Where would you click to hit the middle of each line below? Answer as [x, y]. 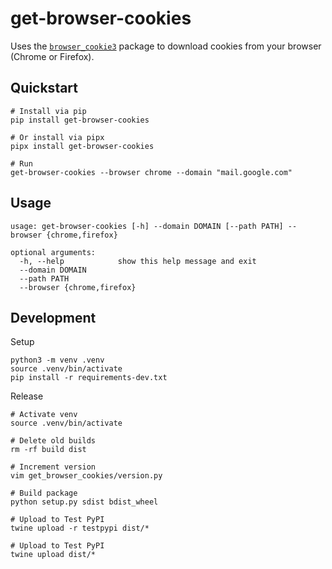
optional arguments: [53, 252]
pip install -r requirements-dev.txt [89, 378]
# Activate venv [44, 415]
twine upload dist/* [53, 555]
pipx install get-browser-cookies [82, 146]
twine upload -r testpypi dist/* [80, 528]
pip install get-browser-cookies [80, 120]
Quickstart [44, 88]
